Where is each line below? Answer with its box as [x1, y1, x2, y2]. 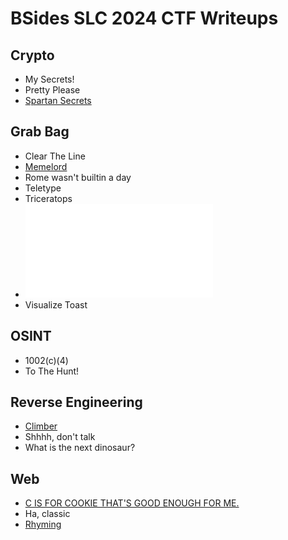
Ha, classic [24, 508, 71, 520]
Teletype [24, 182, 62, 194]
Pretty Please [24, 84, 81, 96]
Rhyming [24, 518, 62, 531]
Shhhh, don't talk [24, 431, 96, 443]
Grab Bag [10, 123, 70, 141]
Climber [24, 420, 58, 432]
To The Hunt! [24, 365, 80, 377]
